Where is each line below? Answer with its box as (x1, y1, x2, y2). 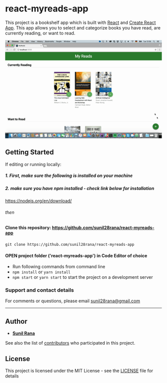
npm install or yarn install (12, 269, 71, 275)
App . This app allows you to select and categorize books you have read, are (5, 24, 161, 30)
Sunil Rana (12, 330, 35, 337)
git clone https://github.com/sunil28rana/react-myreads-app (5, 242, 135, 247)
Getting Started (5, 148, 54, 157)
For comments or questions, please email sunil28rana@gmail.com (5, 298, 140, 304)
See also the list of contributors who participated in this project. (5, 340, 136, 346)
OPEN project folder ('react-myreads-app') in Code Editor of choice (5, 252, 148, 258)
